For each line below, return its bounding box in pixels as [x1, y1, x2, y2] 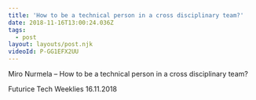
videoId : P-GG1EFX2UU [8, 48, 79, 55]
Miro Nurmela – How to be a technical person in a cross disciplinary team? [8, 70, 249, 78]
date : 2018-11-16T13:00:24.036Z [8, 19, 114, 27]
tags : [8, 26, 26, 34]
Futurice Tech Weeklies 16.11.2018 [8, 84, 118, 94]
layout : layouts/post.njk [8, 41, 93, 48]
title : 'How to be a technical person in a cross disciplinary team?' [8, 11, 244, 20]
